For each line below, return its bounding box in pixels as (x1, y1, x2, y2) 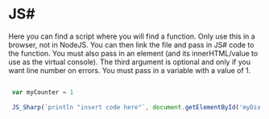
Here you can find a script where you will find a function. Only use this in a (8, 31, 255, 41)
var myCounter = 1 (11, 88, 74, 96)
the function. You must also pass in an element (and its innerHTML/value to (8, 48, 259, 58)
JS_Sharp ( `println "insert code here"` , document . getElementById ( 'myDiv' (11, 103, 265, 111)
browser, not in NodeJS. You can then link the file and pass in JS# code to (8, 39, 255, 49)
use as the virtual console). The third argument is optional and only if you (8, 57, 251, 67)
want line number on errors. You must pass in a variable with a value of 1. (8, 65, 251, 75)
